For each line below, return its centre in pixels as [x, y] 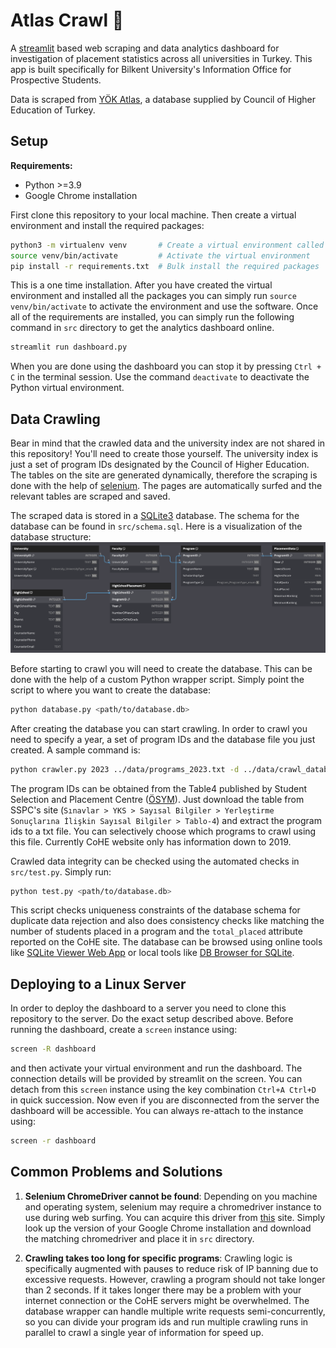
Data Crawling [55, 419]
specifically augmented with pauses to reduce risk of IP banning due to [171, 1268]
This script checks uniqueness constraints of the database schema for [155, 910]
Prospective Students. [56, 80]
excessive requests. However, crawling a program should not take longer [175, 1279]
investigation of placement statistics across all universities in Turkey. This [161, 58]
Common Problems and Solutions [116, 1172]
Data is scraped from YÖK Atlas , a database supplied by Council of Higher [163, 99]
